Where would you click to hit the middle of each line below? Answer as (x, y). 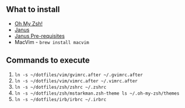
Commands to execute (48, 60)
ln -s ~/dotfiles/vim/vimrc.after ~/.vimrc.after (76, 81)
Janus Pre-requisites (40, 36)
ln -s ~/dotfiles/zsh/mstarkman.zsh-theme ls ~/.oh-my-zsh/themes (97, 93)
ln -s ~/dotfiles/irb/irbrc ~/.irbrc (60, 99)
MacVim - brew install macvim (52, 42)
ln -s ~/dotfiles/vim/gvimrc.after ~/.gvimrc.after (78, 75)
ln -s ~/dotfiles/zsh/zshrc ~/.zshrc (60, 87)
